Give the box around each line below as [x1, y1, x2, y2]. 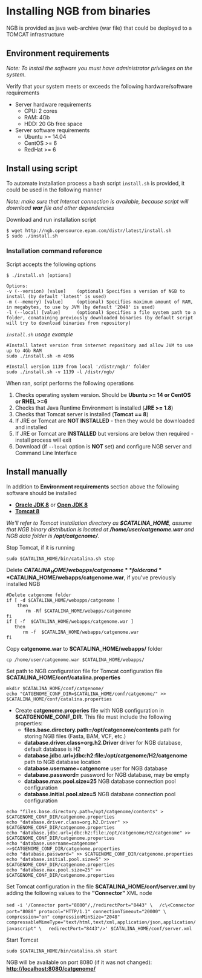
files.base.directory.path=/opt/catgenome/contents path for [24, 726, 180, 734]
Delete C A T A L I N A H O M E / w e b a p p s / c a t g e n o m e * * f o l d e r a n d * [6, 566, 162, 575]
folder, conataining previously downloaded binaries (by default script [6, 314, 194, 321]
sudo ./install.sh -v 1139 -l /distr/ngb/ [6, 368, 115, 375]
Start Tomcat [6, 936, 39, 943]
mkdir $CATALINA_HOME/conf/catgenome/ [6, 686, 104, 692]
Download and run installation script [6, 216, 96, 223]
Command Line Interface [15, 449, 77, 456]
